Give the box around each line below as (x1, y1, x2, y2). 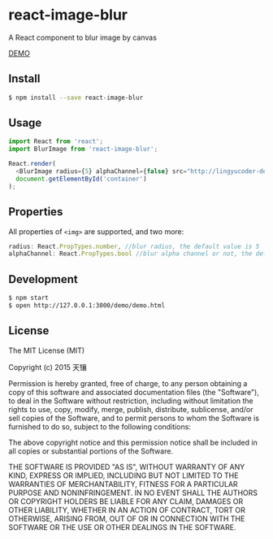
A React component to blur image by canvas (8, 33, 157, 42)
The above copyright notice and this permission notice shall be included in (8, 437, 258, 447)
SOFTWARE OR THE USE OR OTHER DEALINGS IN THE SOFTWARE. (8, 522, 236, 532)
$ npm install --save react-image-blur (8, 93, 144, 102)
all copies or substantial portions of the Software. (8, 446, 173, 456)
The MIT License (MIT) (8, 346, 85, 355)
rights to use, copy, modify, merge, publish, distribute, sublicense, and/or (8, 404, 253, 414)
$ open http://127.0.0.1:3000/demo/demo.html (8, 301, 165, 310)
